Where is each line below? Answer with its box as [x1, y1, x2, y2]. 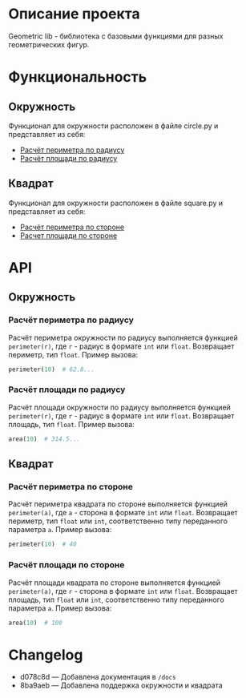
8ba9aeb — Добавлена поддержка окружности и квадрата [19, 680, 223, 690]
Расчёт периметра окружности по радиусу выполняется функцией [8, 333, 238, 342]
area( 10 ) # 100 [8, 619, 63, 627]
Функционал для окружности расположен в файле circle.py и [8, 121, 219, 131]
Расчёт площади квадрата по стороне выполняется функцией [8, 578, 220, 587]
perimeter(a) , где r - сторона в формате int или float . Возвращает [8, 586, 238, 595]
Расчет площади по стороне [19, 230, 118, 240]
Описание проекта [8, 5, 140, 23]
